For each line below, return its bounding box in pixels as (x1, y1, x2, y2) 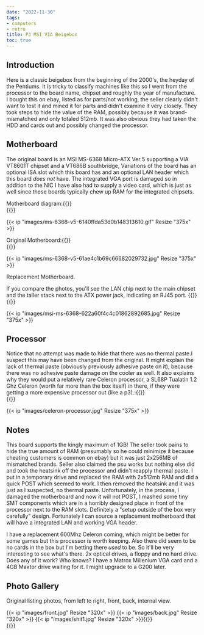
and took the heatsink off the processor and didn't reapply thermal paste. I (6, 467, 193, 474)
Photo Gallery (6, 581, 60, 591)
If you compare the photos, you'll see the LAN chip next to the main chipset (6, 285, 196, 292)
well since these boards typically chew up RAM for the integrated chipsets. (6, 187, 194, 195)
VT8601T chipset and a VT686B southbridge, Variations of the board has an (6, 162, 197, 169)
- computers (6, 20, 37, 26)
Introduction (6, 60, 55, 70)
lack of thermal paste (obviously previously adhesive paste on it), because (6, 363, 193, 370)
